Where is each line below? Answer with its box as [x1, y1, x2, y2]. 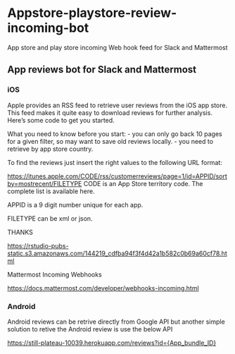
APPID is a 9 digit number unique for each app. [7, 200, 144, 209]
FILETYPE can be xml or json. [7, 214, 93, 223]
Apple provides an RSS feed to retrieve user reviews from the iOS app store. [7, 101, 227, 109]
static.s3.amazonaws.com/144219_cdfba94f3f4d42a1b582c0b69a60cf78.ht [7, 249, 227, 257]
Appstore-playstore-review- [7, 5, 177, 21]
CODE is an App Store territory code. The [83, 179, 203, 188]
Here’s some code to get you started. [7, 116, 115, 124]
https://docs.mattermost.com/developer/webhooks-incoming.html [7, 283, 199, 292]
